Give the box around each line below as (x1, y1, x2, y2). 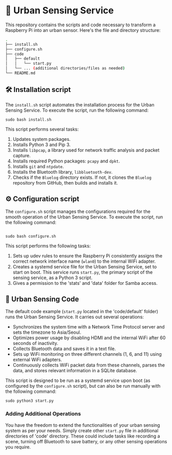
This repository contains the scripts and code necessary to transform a (5, 22, 156, 28)
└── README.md (5, 70, 36, 76)
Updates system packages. (12, 136, 71, 142)
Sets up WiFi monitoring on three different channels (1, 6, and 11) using (12, 351, 162, 357)
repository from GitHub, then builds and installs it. (12, 179, 118, 186)
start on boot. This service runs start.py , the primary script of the (12, 269, 153, 275)
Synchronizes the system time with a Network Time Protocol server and (12, 324, 165, 330)
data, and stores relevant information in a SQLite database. (12, 368, 138, 374)
